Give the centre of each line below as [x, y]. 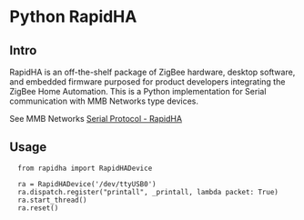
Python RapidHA [73, 17]
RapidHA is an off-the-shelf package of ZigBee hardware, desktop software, [152, 72]
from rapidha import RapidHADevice [85, 168]
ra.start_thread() [53, 200]
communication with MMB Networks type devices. [104, 101]
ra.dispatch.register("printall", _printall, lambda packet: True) [148, 192]
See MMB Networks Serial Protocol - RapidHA [96, 119]
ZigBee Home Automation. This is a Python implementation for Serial [138, 91]
